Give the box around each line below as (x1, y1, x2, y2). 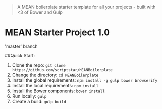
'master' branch (5, 43, 38, 49)
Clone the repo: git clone (12, 62, 66, 68)
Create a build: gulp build (12, 98, 66, 104)
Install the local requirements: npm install (12, 82, 99, 88)
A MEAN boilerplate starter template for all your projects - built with (17, 4, 156, 10)
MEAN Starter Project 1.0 (5, 27, 110, 38)
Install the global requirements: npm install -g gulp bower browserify (12, 77, 158, 83)
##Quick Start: (5, 53, 35, 58)
